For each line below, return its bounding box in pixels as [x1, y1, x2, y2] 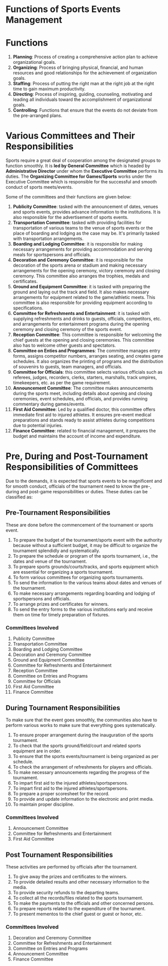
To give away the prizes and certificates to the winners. [12, 874, 127, 880]
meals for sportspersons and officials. [12, 252, 91, 258]
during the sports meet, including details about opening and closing [12, 390, 152, 396]
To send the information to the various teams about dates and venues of [12, 579, 162, 586]
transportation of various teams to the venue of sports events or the [12, 225, 153, 231]
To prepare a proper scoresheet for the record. [12, 790, 109, 797]
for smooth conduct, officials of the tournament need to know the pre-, [5, 483, 152, 489]
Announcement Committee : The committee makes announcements [12, 385, 153, 391]
